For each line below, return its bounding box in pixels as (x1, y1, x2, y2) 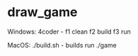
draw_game (7, 4, 78, 20)
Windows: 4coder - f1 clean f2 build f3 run (7, 27, 131, 36)
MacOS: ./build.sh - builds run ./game (7, 41, 117, 49)
